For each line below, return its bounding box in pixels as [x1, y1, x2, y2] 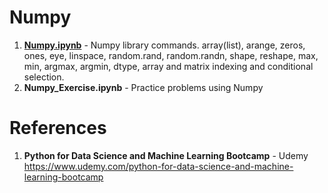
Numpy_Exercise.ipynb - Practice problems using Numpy [23, 81, 264, 93]
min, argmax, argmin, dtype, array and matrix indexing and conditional [23, 60, 314, 72]
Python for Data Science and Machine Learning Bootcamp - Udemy [23, 149, 309, 161]
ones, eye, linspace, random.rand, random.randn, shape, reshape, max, [23, 49, 319, 61]
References [9, 117, 107, 140]
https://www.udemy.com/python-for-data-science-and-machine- [23, 160, 294, 172]
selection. [23, 71, 65, 83]
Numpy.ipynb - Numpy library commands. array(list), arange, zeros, [23, 39, 306, 51]
